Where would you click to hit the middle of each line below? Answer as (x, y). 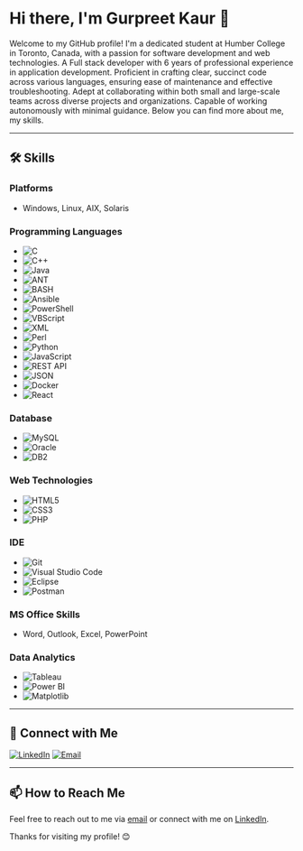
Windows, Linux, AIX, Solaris (76, 208)
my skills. (27, 120)
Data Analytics (42, 658)
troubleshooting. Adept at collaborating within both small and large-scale (145, 91)
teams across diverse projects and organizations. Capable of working (138, 101)
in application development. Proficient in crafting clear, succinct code (138, 72)
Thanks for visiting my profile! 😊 (70, 837)
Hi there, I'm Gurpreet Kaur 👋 (119, 18)
